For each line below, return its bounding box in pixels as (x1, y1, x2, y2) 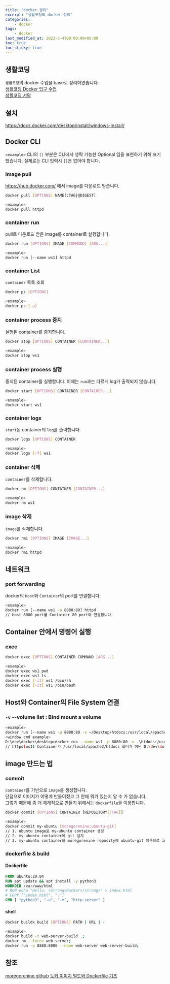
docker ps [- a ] (5, 303, 37, 308)
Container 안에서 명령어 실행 (5, 628, 91, 637)
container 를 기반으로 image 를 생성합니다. (5, 787, 87, 793)
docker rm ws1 (5, 500, 35, 505)
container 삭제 (5, 463, 40, 470)
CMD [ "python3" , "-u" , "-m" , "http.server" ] (5, 898, 105, 903)
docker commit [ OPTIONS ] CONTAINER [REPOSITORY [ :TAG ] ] (5, 810, 123, 815)
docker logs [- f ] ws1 (5, 451, 51, 456)
